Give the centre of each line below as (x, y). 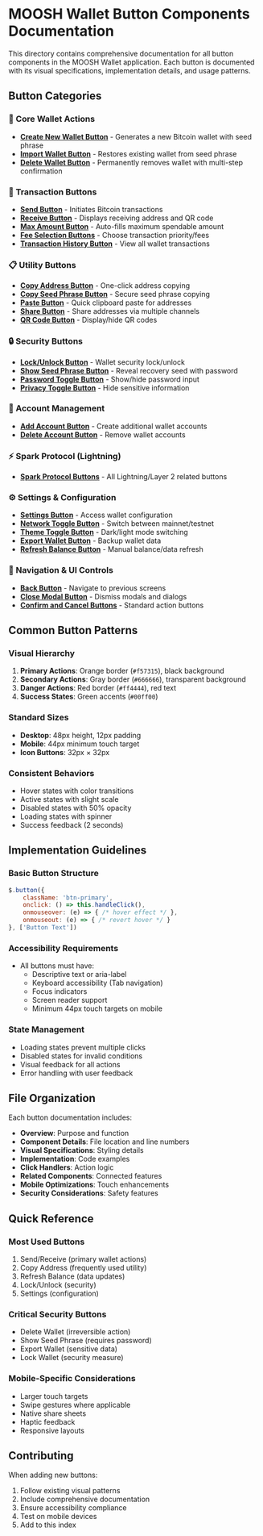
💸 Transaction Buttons (53, 192)
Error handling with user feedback (76, 1073)
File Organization (52, 1098)
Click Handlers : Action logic (67, 1167)
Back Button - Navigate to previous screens (93, 588)
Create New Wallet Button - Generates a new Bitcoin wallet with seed (136, 136)
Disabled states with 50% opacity (76, 808)
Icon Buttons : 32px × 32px (65, 752)
